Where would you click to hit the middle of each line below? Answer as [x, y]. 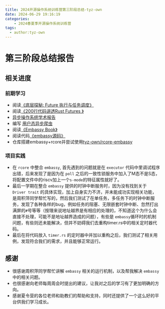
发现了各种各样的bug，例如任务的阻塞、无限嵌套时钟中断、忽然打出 [90, 204]
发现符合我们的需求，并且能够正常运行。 [62, 241]
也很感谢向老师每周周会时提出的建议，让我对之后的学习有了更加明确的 [83, 283]
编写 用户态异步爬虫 [32, 123]
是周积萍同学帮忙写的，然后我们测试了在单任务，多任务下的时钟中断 [81, 198]
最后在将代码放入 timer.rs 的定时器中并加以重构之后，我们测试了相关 [83, 235]
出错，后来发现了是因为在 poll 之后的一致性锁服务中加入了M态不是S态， [86, 174]
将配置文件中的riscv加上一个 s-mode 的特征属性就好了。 [67, 180]
